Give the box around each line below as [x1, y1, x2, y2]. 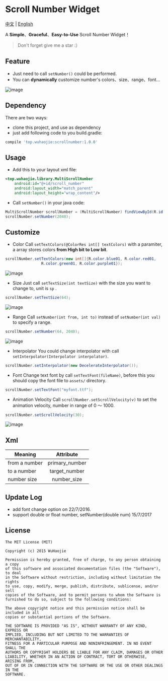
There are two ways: [5, 114, 48, 120]
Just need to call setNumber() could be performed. [12, 71, 117, 77]
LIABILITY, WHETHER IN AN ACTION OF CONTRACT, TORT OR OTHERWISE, [5, 654, 147, 659]
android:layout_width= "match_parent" [14, 186, 94, 191]
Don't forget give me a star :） [17, 42, 80, 48]
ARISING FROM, [5, 658, 35, 663]
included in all [5, 610, 39, 615]
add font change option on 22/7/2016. [12, 506, 92, 512]
